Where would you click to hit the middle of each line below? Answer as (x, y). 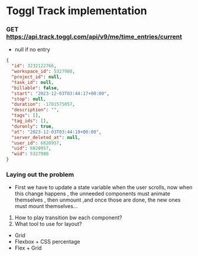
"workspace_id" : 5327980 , (43, 72)
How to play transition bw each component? (68, 218)
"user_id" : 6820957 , (37, 143)
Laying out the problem (40, 174)
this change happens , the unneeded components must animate (92, 194)
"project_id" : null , (37, 77)
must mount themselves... (46, 206)
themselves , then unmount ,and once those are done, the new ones (98, 200)
